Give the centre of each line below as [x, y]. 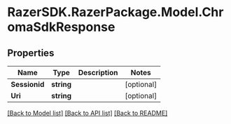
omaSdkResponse [61, 27]
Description [98, 73]
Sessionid [28, 84]
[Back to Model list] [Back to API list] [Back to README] [87, 113]
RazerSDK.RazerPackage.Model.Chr [115, 12]
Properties [31, 53]
